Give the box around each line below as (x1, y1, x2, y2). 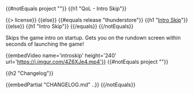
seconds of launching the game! (5, 41, 84, 47)
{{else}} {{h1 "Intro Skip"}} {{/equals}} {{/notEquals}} (5, 23, 134, 30)
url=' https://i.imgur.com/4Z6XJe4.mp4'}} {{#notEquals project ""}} (5, 59, 169, 65)
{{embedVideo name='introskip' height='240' (5, 52, 117, 59)
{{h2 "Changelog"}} (5, 70, 54, 76)
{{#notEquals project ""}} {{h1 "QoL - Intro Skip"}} (5, 5, 127, 12)
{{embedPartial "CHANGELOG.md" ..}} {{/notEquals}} (5, 81, 136, 88)
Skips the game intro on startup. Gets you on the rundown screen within (5, 34, 181, 41)
